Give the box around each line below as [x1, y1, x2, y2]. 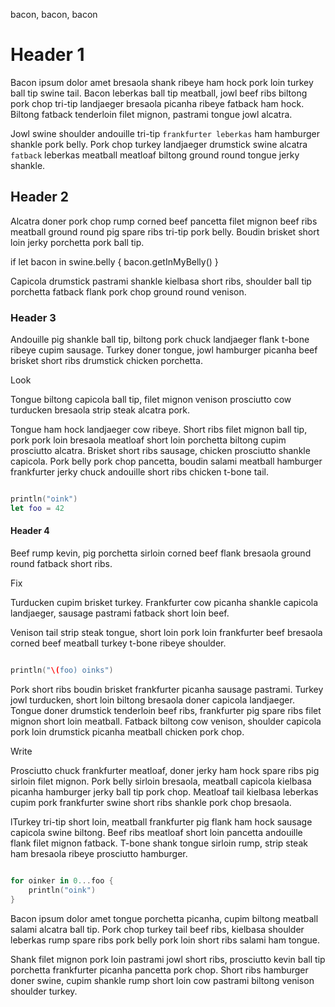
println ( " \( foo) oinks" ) [10, 665, 114, 675]
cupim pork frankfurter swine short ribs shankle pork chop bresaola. [10, 796, 292, 808]
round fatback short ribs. [10, 558, 113, 569]
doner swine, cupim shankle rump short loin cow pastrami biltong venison [10, 974, 315, 986]
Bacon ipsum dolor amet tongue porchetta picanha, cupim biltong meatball [10, 912, 319, 924]
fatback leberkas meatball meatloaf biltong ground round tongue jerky [10, 149, 300, 161]
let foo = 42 [10, 503, 65, 513]
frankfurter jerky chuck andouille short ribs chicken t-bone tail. [10, 466, 269, 478]
